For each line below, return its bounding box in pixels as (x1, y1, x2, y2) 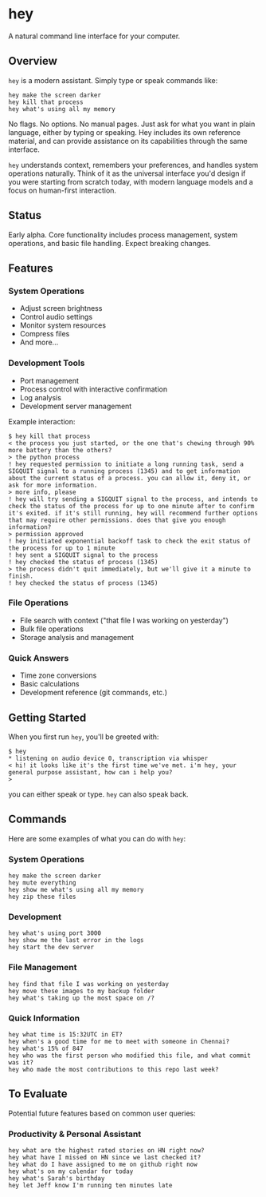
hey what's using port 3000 (8, 929, 102, 937)
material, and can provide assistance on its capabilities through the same (8, 136, 248, 145)
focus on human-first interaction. (8, 185, 117, 195)
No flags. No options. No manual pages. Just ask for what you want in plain (8, 119, 256, 129)
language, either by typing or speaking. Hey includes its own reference (8, 127, 241, 137)
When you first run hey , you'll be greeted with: (8, 732, 159, 742)
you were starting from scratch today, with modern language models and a (8, 177, 253, 186)
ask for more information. (8, 481, 98, 489)
